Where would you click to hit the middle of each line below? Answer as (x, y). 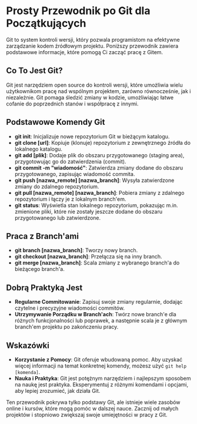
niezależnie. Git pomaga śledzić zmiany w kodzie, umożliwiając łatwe (90, 97)
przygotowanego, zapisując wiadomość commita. (75, 174)
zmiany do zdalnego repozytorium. (57, 186)
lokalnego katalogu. (39, 149)
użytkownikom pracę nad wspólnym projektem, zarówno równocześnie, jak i (98, 91)
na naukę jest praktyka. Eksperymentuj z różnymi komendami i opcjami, (101, 385)
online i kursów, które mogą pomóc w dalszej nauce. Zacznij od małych (92, 408)
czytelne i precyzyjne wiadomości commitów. (70, 308)
